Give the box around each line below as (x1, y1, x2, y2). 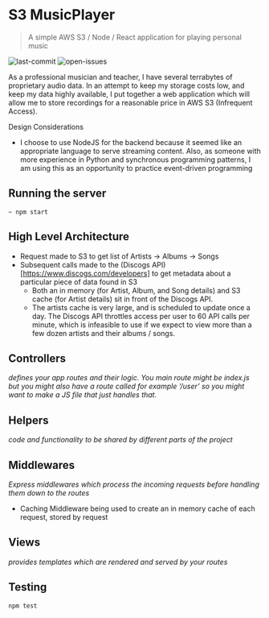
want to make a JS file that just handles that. (8, 390, 157, 400)
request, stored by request (19, 512, 108, 521)
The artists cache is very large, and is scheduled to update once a (31, 302, 251, 312)
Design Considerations (8, 122, 84, 131)
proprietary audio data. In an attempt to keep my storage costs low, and (8, 81, 245, 90)
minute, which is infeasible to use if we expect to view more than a (31, 320, 252, 330)
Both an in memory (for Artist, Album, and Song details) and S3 (31, 285, 241, 295)
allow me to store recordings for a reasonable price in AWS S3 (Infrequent (8, 97, 253, 107)
